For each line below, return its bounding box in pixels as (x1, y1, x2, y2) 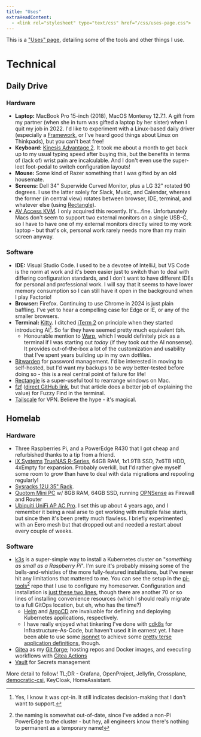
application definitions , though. (23, 639, 100, 646)
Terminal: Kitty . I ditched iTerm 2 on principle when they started (14, 319, 173, 326)
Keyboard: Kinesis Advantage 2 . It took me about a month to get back (14, 144, 188, 151)
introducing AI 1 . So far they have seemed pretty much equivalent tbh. (14, 325, 185, 334)
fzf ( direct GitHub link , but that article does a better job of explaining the (14, 383, 193, 390)
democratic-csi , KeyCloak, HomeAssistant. (6, 676, 112, 683)
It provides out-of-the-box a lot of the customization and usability (23, 345, 185, 353)
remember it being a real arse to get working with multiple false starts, (14, 508, 188, 515)
